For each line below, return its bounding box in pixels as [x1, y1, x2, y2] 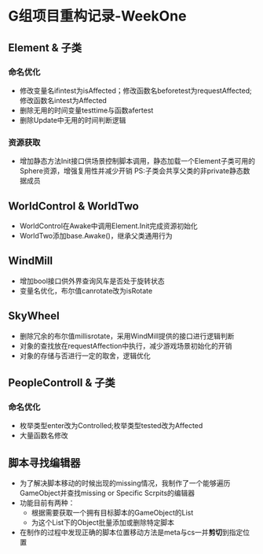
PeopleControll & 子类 [8, 376, 115, 390]
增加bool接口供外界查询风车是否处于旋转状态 [19, 276, 165, 286]
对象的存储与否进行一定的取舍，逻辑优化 [19, 351, 151, 360]
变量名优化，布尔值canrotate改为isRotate [19, 286, 153, 295]
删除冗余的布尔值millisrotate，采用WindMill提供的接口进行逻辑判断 [19, 331, 235, 341]
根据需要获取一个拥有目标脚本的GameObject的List [31, 508, 194, 518]
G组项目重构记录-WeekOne [8, 7, 187, 25]
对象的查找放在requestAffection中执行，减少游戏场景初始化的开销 [19, 341, 232, 350]
